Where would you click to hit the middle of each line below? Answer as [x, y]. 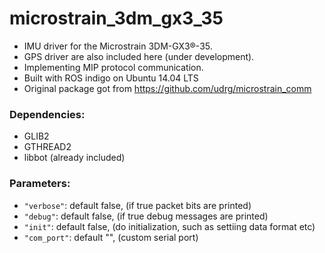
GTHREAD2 [47, 147]
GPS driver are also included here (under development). [139, 56]
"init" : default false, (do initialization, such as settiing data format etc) [169, 226]
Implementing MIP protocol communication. [113, 67]
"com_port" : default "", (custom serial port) [111, 237]
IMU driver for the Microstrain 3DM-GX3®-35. [118, 46]
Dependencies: [47, 114]
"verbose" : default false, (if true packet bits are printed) [137, 205]
